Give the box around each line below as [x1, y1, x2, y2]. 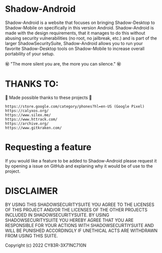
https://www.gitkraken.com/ [5, 125, 62, 130]
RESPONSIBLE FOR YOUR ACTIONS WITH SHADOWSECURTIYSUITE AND [5, 222, 154, 228]
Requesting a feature [5, 142, 91, 153]
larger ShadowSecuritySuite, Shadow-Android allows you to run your [5, 40, 143, 46]
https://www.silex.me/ [5, 113, 51, 117]
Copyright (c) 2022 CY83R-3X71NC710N [5, 242, 87, 248]
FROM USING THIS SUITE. [5, 232, 58, 238]
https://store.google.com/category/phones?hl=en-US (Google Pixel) [5, 104, 145, 109]
